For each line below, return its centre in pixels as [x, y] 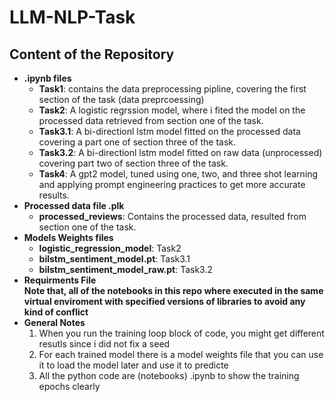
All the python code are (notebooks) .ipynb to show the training [169, 375]
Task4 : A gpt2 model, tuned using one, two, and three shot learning [178, 174]
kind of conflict [56, 312]
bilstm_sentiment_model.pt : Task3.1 [114, 259]
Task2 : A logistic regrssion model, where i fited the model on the [172, 110]
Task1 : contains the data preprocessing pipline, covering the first [172, 89]
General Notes [54, 322]
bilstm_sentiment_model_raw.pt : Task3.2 [126, 269]
